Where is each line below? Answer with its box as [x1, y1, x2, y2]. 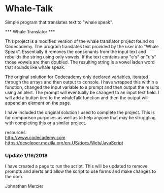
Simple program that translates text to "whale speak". [5, 19, 113, 25]
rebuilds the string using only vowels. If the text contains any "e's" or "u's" [5, 54, 157, 59]
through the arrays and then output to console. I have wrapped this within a [5, 79, 158, 85]
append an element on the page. [5, 100, 71, 106]
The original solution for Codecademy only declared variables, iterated [5, 74, 149, 80]
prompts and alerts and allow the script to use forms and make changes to [5, 168, 156, 174]
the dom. [5, 174, 24, 180]
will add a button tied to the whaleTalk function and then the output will [5, 94, 149, 101]
